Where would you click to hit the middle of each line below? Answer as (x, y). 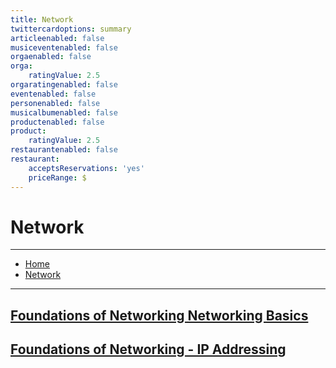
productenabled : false (57, 122)
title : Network (42, 19)
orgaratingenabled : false (64, 85)
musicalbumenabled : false (64, 112)
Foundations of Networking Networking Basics (159, 315)
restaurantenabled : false (64, 150)
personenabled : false (55, 103)
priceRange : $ (57, 177)
